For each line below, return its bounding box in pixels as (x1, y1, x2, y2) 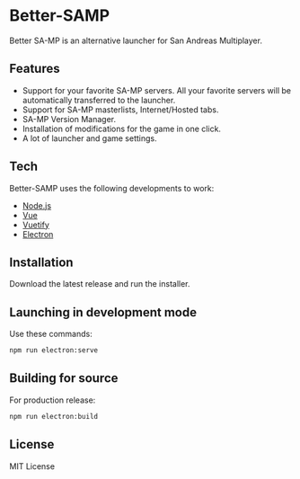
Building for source (9, 370, 119, 386)
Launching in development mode (9, 305, 198, 320)
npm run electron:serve (9, 346, 99, 355)
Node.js (22, 200, 52, 211)
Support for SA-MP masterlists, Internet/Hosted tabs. (22, 104, 219, 115)
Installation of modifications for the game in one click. (22, 123, 222, 134)
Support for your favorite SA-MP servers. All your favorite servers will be (22, 84, 292, 95)
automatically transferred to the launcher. (22, 94, 176, 105)
